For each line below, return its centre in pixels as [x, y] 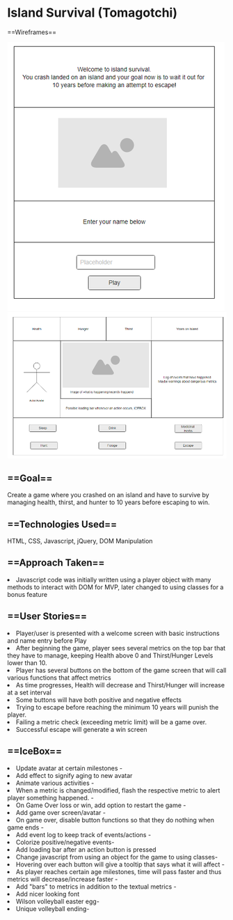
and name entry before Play [47, 640]
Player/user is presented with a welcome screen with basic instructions [118, 633]
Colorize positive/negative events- [65, 842]
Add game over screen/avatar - [61, 812]
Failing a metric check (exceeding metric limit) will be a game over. [112, 722]
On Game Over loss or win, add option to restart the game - [101, 805]
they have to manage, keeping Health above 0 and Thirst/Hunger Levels [110, 655]
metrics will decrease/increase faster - [63, 879]
